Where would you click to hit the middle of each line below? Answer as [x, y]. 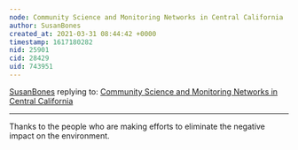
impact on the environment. [59, 135]
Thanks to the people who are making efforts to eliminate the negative [137, 126]
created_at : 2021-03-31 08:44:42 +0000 [83, 34]
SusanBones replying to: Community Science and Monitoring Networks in [143, 91]
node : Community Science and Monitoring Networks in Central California [146, 17]
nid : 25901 [29, 50]
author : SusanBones [45, 26]
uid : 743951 [31, 67]
